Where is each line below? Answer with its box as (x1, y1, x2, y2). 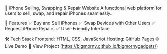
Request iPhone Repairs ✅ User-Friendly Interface (5, 26, 110, 31)
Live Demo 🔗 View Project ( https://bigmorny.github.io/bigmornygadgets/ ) (5, 43, 158, 49)
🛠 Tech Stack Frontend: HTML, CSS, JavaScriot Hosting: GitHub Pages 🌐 (5, 36, 159, 42)
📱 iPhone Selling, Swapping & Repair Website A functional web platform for (5, 5, 162, 11)
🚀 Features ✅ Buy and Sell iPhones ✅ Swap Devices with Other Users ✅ (5, 20, 156, 26)
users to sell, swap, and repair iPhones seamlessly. (5, 10, 112, 16)
